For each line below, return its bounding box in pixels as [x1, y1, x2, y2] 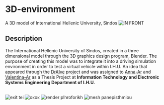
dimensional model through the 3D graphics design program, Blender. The [5, 53, 158, 59]
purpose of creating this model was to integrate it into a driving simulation [5, 58, 157, 64]
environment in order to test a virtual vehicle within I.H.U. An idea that [5, 63, 148, 69]
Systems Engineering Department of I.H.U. [5, 79, 95, 85]
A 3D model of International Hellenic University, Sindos [5, 20, 118, 26]
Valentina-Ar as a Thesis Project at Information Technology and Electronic [5, 74, 160, 80]
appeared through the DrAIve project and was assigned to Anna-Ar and [5, 69, 151, 75]
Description [5, 34, 42, 43]
